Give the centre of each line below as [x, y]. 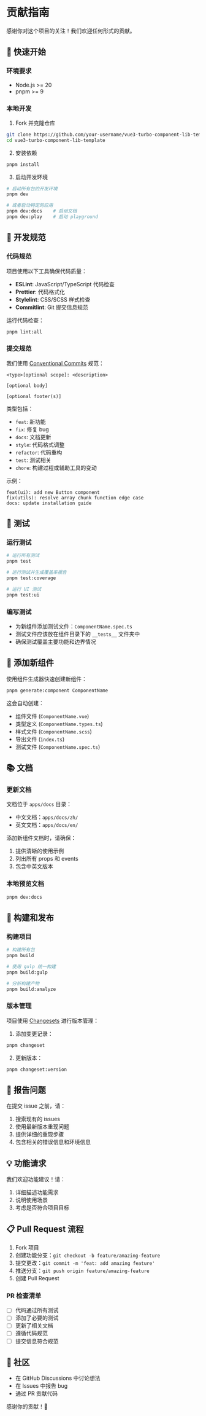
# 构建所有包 [21, 950]
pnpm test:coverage [31, 578]
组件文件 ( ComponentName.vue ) [52, 716]
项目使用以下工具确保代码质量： [47, 271]
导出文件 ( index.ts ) [40, 739]
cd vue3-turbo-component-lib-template [56, 140]
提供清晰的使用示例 [40, 851]
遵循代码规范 [31, 1333]
